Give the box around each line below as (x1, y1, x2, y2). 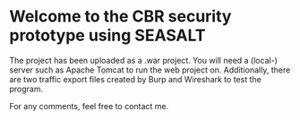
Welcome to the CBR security (9, 6, 232, 27)
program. (9, 83, 44, 94)
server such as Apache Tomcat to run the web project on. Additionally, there (9, 64, 291, 75)
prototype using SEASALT (9, 25, 206, 46)
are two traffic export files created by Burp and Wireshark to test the (9, 73, 261, 84)
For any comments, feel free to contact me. (9, 100, 169, 111)
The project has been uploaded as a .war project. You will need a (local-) (9, 55, 278, 65)
